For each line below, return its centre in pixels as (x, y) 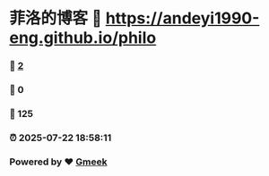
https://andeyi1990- (182, 18)
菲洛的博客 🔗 (56, 18)
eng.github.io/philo (83, 38)
